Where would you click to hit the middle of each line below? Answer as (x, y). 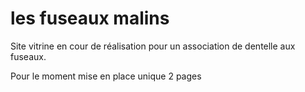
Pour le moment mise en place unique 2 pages (106, 76)
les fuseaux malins (90, 18)
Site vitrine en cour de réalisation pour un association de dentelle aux (153, 46)
